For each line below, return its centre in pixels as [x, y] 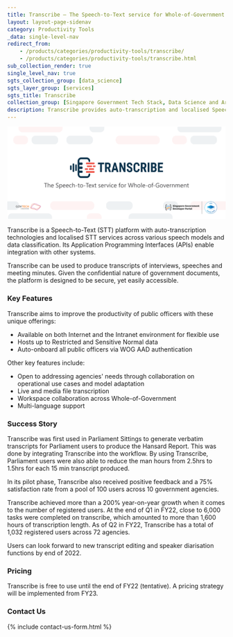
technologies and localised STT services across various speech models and [116, 238]
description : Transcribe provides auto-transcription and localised [108, 110]
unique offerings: [32, 321]
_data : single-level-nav [43, 37]
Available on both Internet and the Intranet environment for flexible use [118, 334]
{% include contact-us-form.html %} [60, 627]
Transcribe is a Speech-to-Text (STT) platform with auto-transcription [107, 230]
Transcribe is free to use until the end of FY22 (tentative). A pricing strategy [115, 586]
